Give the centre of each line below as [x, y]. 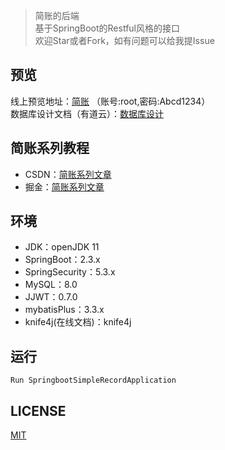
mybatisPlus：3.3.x [64, 310]
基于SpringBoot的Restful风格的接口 [107, 28]
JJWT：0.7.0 [51, 297]
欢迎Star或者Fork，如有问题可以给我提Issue [124, 40]
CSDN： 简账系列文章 [68, 174]
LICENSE [38, 410]
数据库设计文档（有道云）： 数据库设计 [87, 113]
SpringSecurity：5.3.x [70, 272]
